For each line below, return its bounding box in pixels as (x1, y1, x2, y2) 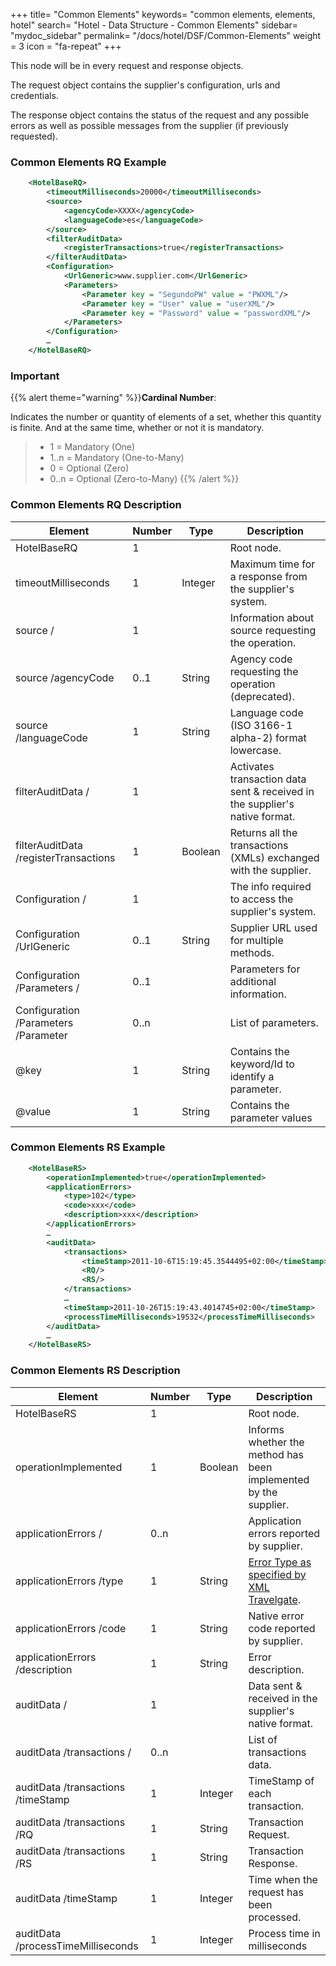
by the (248, 1485, 278, 1499)
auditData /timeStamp (15, 1891, 118, 1905)
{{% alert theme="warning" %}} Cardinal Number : (10, 392, 217, 404)
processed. (248, 1910, 302, 1924)
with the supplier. (229, 863, 312, 877)
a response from (229, 569, 308, 583)
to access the (229, 892, 294, 906)
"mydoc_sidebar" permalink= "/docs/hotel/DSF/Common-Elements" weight (10, 30, 322, 41)
